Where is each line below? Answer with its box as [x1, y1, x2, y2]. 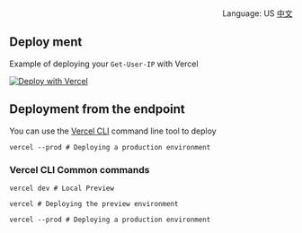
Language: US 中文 [222, 8, 293, 19]
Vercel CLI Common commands [9, 163, 150, 176]
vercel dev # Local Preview [9, 184, 115, 193]
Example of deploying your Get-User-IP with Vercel [9, 58, 200, 69]
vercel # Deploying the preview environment [9, 199, 179, 208]
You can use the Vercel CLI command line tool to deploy [9, 125, 218, 136]
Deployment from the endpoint [9, 101, 186, 117]
